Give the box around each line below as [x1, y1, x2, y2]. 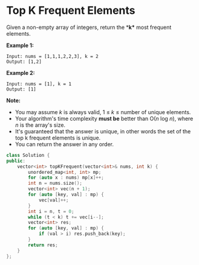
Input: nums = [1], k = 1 [6, 81, 71, 87]
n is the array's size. [15, 121, 65, 129]
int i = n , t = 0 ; [28, 208, 74, 214]
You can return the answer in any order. [15, 140, 114, 148]
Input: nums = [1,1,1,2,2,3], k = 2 [6, 53, 99, 59]
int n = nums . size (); [28, 180, 83, 187]
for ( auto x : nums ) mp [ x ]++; [28, 174, 104, 181]
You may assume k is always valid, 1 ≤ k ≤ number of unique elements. [15, 108, 191, 115]
